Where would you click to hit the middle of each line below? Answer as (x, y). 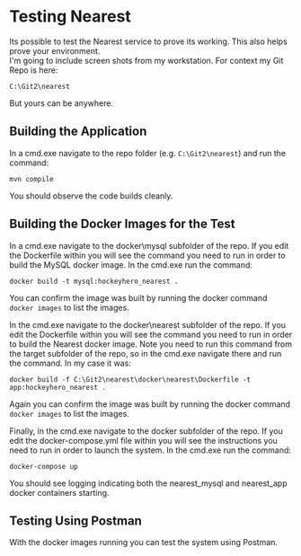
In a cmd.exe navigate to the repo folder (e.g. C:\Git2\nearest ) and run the (147, 153)
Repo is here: (34, 70)
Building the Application (78, 132)
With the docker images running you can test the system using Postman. (144, 543)
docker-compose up (44, 466)
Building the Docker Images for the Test (122, 224)
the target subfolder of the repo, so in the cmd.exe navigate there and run (146, 353)
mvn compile (31, 179)
